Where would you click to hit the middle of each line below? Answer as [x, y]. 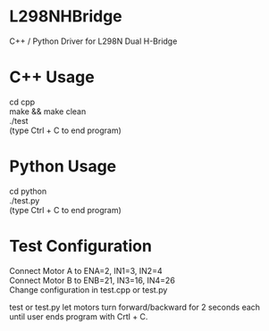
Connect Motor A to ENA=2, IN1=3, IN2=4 [86, 270]
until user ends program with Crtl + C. [79, 316]
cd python [28, 191]
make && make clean [48, 111]
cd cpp [22, 102]
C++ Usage [52, 77]
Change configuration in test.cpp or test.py [88, 290]
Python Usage [63, 166]
